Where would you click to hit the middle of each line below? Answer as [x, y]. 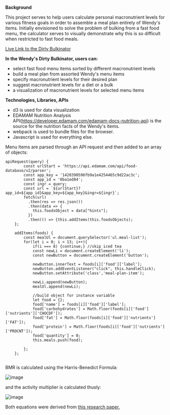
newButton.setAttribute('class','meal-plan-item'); [88, 273]
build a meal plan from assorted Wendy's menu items [68, 74]
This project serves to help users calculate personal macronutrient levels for [85, 17]
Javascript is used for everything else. [53, 137]
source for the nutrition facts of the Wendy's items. [66, 126]
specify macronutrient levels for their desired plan [65, 79]
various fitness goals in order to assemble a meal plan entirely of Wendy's [83, 23]
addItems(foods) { [34, 233]
